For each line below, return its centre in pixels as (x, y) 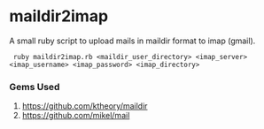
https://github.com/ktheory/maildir (85, 106)
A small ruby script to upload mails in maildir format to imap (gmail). (132, 41)
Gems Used (35, 87)
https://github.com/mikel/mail (76, 116)
